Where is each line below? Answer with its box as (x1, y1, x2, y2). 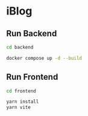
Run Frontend (6, 72, 58, 82)
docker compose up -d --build (6, 55, 83, 61)
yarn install (6, 98, 39, 105)
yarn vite (6, 105, 31, 111)
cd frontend (6, 88, 36, 94)
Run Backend (6, 28, 57, 39)
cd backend (6, 44, 34, 50)
